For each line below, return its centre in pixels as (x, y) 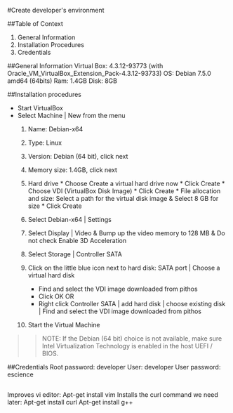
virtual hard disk (51, 275)
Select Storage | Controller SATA (75, 254)
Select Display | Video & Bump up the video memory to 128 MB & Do (127, 233)
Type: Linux (45, 143)
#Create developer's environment (56, 10)
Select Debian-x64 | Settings (70, 219)
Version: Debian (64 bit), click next (78, 156)
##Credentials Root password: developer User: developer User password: (114, 367)
